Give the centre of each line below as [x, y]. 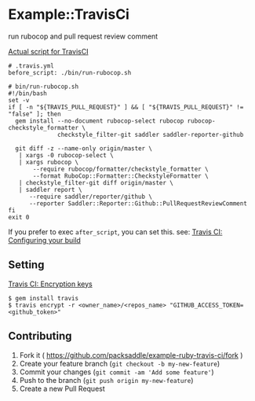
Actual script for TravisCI [48, 51]
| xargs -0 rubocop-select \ [66, 155]
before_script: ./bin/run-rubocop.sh [70, 72]
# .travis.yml [31, 66]
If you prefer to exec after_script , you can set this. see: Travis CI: [115, 232]
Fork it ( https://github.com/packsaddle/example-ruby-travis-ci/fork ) [131, 355]
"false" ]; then [35, 114]
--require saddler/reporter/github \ [91, 197]
